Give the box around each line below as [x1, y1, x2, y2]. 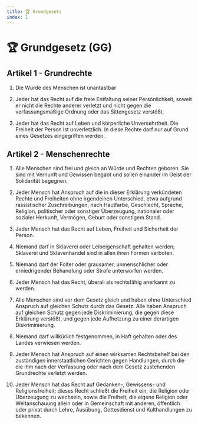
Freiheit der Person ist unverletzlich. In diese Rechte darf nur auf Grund [15, 125, 189, 133]
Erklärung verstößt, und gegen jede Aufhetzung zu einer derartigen [15, 315, 179, 322]
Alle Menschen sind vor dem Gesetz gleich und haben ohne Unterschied [15, 296, 192, 303]
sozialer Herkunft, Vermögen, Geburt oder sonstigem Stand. [15, 214, 161, 221]
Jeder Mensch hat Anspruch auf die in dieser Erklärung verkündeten [15, 189, 182, 196]
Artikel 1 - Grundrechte [6, 69, 93, 79]
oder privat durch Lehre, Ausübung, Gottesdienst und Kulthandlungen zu [15, 406, 192, 413]
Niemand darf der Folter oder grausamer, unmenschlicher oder [15, 261, 169, 268]
